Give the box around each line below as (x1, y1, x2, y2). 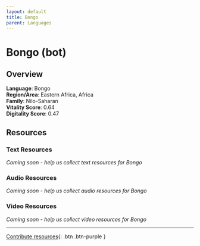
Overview (6, 69, 43, 79)
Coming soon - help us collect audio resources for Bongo (6, 187, 147, 194)
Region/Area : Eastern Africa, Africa (6, 91, 94, 98)
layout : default (6, 8, 46, 15)
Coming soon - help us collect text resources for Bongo (6, 159, 143, 166)
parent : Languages (6, 20, 52, 26)
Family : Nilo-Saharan (6, 98, 58, 105)
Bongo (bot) (6, 45, 67, 59)
